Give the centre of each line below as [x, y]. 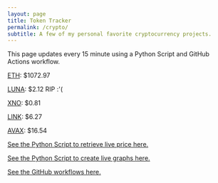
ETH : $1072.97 [29, 75]
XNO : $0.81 [24, 103]
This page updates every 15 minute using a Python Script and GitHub [109, 54]
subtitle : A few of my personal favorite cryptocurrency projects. [110, 34]
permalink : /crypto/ [38, 27]
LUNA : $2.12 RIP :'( [35, 89]
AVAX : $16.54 [27, 131]
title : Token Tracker [40, 21]
